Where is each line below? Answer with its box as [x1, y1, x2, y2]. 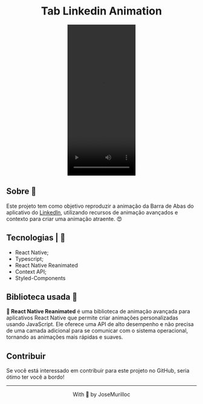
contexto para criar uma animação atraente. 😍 [6, 215, 123, 222]
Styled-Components [14, 274, 66, 281]
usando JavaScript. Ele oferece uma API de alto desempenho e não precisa [6, 321, 195, 328]
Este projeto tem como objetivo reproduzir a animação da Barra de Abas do [6, 202, 195, 210]
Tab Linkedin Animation [41, 4, 162, 18]
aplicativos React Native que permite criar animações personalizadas [6, 314, 178, 321]
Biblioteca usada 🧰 [6, 292, 78, 302]
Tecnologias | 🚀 [6, 232, 66, 243]
